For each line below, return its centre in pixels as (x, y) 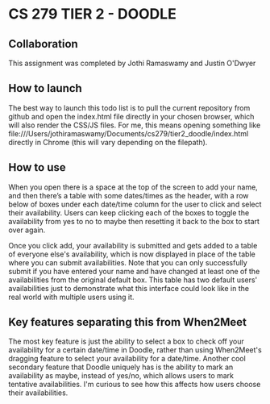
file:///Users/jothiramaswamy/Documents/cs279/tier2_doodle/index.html (129, 133)
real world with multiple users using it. (71, 297)
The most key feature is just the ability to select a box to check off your (126, 342)
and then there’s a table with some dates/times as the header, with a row (129, 195)
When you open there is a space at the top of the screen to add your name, (133, 187)
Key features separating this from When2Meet (128, 322)
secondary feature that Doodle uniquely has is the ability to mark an (121, 367)
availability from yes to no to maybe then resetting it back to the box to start (134, 221)
